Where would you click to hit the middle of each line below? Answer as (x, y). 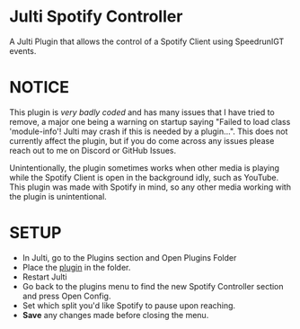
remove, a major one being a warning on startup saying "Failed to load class (150, 121)
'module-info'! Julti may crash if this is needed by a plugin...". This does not (149, 131)
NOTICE (40, 88)
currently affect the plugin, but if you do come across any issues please (142, 140)
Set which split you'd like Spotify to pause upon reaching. (129, 305)
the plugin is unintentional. (58, 196)
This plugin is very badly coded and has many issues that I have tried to (142, 112)
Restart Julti (44, 277)
